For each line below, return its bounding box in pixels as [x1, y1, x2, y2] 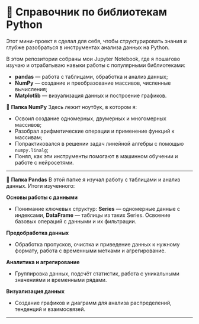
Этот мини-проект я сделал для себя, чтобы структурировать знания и [6, 37, 187, 44]
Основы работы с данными [6, 194, 78, 201]
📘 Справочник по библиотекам [6, 5, 168, 19]
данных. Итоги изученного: [6, 182, 75, 189]
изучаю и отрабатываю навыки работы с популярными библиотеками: [6, 62, 185, 69]
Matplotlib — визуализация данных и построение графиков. [14, 92, 167, 99]
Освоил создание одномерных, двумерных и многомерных [14, 115, 167, 122]
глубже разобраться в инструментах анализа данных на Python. [6, 44, 170, 51]
